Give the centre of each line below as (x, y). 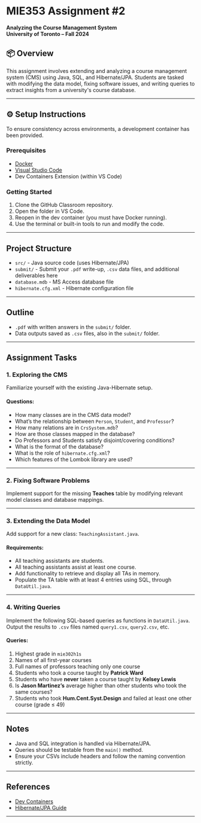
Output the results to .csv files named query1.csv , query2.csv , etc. (88, 627)
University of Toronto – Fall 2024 (48, 33)
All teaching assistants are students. (60, 561)
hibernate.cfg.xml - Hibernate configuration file (74, 288)
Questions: (20, 401)
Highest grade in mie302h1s (48, 654)
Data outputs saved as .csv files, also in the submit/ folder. (87, 333)
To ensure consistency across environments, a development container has (98, 129)
